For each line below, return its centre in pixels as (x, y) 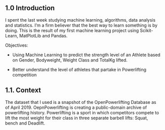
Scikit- (146, 30)
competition (24, 75)
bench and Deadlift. (25, 123)
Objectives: (17, 45)
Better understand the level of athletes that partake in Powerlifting (79, 69)
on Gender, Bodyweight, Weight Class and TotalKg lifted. (70, 60)
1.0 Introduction (30, 8)
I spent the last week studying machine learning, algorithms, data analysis (80, 20)
